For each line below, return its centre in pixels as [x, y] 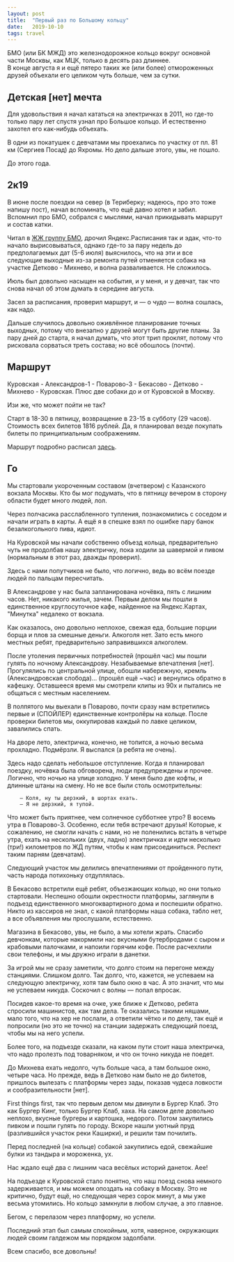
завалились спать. [35, 728]
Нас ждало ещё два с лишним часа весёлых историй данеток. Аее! [108, 1167]
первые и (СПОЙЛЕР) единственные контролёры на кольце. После [107, 713]
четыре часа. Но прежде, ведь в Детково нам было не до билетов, [107, 1075]
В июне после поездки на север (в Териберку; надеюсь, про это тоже [112, 202]
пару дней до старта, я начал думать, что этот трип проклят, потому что [115, 337]
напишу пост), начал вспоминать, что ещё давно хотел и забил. [102, 209]
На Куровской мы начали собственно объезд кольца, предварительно [112, 542]
